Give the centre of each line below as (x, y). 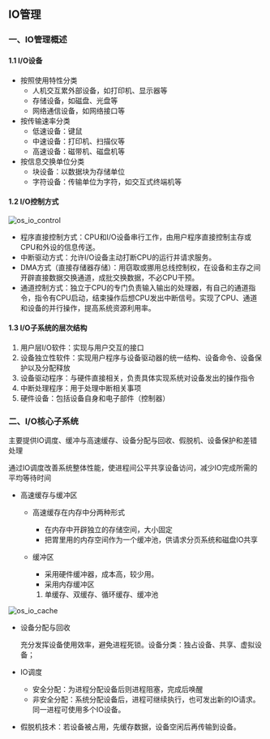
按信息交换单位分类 (52, 161)
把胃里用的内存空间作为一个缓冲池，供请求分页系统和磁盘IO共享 (151, 540)
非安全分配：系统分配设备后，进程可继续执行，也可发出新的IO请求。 (146, 699)
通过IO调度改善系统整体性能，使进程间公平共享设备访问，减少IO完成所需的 (133, 468)
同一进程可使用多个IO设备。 (79, 710)
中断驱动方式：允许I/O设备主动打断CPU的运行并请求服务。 (118, 257)
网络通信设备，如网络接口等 (79, 110)
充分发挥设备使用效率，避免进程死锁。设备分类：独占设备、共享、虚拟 (137, 645)
